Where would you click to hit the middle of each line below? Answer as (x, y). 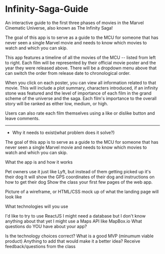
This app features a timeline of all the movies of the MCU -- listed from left (81, 57)
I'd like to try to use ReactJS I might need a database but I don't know (75, 216)
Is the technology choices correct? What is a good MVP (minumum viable (79, 236)
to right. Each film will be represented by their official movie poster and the (81, 63)
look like (14, 197)
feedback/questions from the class (41, 246)
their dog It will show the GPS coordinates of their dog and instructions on (80, 177)
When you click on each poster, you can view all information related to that (81, 83)
